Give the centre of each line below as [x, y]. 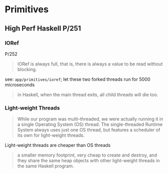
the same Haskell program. [46, 166]
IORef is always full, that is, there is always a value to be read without [90, 64]
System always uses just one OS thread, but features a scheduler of [89, 130]
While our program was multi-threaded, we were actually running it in [90, 119]
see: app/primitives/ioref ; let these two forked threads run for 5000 [78, 79]
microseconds [20, 84]
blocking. [27, 69]
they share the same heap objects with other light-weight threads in [89, 161]
